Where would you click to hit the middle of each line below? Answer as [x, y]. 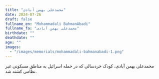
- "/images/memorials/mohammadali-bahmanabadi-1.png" [67, 51]
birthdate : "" [20, 33]
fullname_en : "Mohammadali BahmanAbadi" [48, 24]
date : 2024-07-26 [23, 14]
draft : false [19, 19]
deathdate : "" [20, 38]
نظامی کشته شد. [21, 71]
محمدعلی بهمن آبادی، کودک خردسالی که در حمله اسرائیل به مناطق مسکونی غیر [79, 66]
